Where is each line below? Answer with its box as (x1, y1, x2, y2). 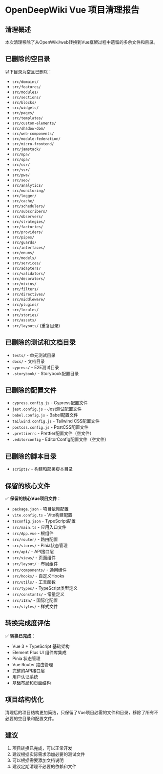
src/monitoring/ (12, 188, 45, 193)
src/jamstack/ (12, 147, 41, 152)
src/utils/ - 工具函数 (12, 579, 56, 585)
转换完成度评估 (5, 619, 50, 627)
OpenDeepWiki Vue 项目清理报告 (5, 4, 140, 16)
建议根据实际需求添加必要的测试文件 (12, 751, 85, 757)
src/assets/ (12, 318, 37, 322)
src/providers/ (12, 230, 43, 235)
